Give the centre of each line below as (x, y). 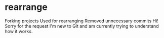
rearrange (26, 7)
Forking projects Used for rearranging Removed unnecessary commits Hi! (82, 21)
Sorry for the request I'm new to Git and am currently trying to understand (82, 26)
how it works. (19, 31)
